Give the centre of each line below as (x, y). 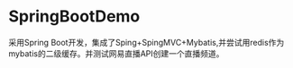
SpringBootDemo (74, 17)
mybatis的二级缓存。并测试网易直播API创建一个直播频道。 (116, 53)
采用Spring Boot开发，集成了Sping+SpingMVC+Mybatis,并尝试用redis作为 (146, 42)
